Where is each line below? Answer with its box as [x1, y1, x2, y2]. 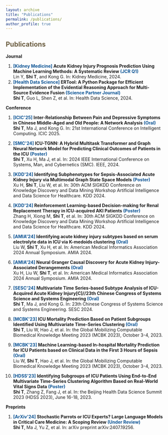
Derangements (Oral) [38, 265, 83, 271]
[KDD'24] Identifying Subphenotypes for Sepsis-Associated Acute [13, 171, 155, 177]
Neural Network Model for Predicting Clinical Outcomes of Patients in [13, 146, 161, 152]
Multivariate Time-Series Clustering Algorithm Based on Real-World [13, 378, 158, 384]
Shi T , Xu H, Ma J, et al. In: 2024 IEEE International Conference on [13, 156, 149, 162]
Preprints [6, 404, 26, 410]
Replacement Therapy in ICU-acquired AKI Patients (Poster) [13, 208, 141, 214]
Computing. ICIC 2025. [13, 131, 61, 137]
